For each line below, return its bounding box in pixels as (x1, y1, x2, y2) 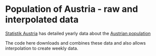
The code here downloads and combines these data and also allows (5, 40, 146, 46)
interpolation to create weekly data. (5, 45, 79, 51)
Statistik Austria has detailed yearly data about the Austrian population (5, 30, 151, 36)
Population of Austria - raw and (5, 3, 138, 15)
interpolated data (5, 14, 79, 25)
